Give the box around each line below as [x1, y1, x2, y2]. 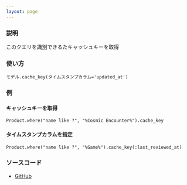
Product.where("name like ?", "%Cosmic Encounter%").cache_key [6, 118, 164, 124]
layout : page [6, 8, 38, 15]
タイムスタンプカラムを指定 [6, 131, 73, 138]
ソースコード [6, 159, 42, 167]
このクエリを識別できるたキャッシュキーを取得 [6, 43, 119, 50]
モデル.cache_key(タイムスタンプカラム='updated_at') [6, 74, 128, 80]
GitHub [14, 172, 32, 179]
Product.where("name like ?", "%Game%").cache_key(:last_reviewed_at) [6, 144, 182, 150]
